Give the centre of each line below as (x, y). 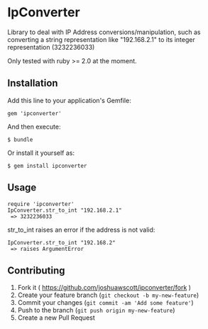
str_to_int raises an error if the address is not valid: (81, 230)
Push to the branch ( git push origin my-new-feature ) (96, 311)
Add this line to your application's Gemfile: (69, 100)
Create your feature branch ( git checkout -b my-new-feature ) (108, 295)
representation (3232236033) (51, 47)
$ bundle (20, 139)
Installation (33, 83)
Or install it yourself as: (41, 153)
